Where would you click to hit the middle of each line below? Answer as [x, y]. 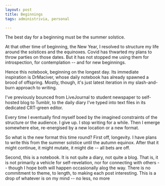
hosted [12, 103]
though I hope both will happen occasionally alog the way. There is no [79, 168]
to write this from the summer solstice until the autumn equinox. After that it [82, 143]
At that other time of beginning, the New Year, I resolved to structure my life [82, 47]
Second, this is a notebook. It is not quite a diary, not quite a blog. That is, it [82, 157]
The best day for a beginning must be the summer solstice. [65, 37]
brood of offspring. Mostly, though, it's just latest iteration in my [70, 82]
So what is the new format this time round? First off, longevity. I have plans [81, 137]
